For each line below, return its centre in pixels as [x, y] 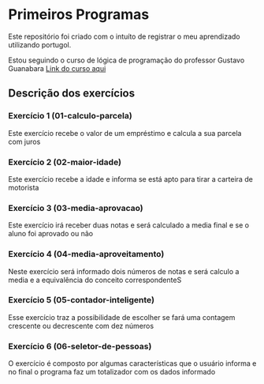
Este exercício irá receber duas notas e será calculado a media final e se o [129, 225]
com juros [24, 141]
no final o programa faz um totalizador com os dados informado [112, 372]
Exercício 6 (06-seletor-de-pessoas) [80, 346]
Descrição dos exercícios [72, 94]
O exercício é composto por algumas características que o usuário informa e [132, 363]
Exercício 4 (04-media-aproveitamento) [86, 254]
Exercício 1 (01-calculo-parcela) [70, 116]
